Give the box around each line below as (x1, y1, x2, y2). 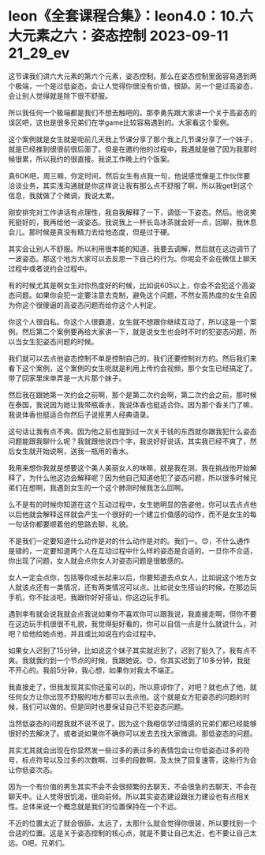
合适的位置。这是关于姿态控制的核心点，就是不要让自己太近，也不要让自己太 (8, 828, 257, 838)
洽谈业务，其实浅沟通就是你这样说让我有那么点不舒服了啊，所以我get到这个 (8, 181, 254, 190)
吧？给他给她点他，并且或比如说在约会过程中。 (8, 628, 160, 638)
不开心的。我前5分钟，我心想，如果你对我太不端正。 (8, 665, 179, 675)
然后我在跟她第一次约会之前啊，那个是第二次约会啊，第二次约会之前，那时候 (8, 390, 257, 399)
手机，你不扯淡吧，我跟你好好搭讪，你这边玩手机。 (8, 592, 174, 602)
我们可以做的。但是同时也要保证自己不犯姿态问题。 (21, 702, 188, 711)
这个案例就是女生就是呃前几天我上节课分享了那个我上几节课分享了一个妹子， (8, 134, 257, 144)
